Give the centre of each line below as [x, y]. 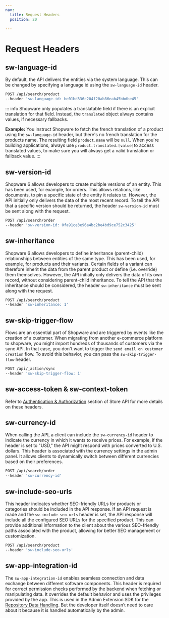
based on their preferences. [34, 462]
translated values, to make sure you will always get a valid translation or [80, 151]
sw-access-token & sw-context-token [67, 389]
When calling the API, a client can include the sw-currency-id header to [79, 435]
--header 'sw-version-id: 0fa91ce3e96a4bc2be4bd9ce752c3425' [71, 225]
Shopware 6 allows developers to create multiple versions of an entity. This [83, 184]
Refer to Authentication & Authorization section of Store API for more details [84, 401]
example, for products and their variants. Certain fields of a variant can [79, 264]
